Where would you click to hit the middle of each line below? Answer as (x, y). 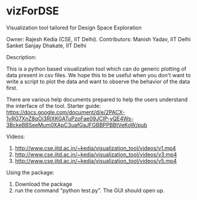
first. (12, 87)
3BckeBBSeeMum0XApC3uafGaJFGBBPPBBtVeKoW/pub (77, 125)
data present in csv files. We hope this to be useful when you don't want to (99, 75)
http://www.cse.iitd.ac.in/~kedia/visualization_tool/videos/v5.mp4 (96, 160)
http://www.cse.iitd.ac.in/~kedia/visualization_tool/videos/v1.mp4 (96, 148)
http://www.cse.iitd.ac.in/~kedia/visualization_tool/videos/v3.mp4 (96, 154)
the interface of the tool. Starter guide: (54, 105)
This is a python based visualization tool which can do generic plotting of (96, 69)
